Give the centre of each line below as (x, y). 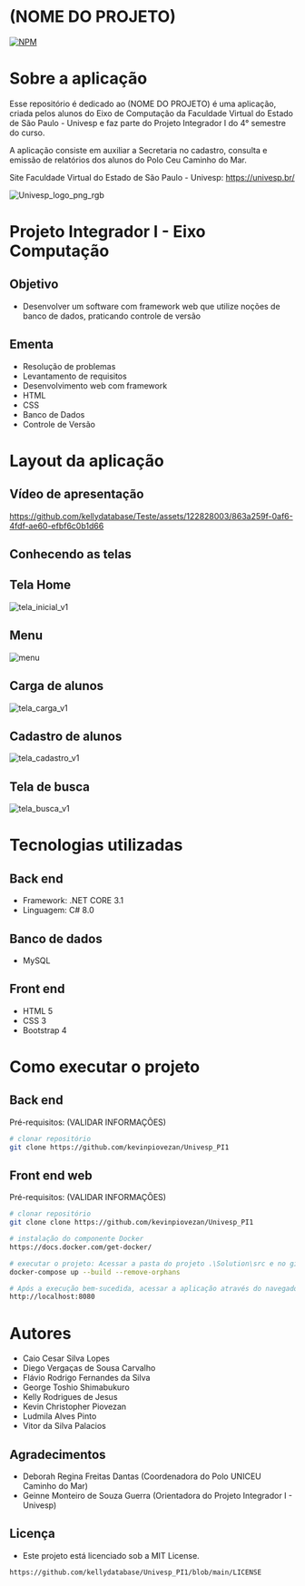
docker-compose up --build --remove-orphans (95, 1272)
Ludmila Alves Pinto (59, 1416)
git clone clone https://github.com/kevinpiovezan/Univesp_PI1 (132, 1223)
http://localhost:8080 (52, 1297)
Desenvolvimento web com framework (95, 385)
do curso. (27, 133)
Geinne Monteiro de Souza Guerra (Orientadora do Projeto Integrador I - (157, 1496)
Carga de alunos (57, 686)
